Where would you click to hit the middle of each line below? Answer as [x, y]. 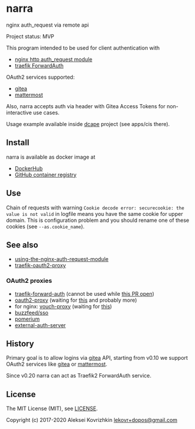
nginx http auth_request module [53, 59]
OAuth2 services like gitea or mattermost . [57, 364]
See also [22, 245]
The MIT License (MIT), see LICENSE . [52, 409]
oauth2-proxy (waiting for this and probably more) [76, 300]
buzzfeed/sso [31, 312]
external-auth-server [40, 325]
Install [18, 143]
